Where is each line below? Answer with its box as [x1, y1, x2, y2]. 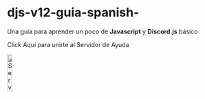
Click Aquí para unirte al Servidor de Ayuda [7, 40, 129, 48]
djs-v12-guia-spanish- [7, 5, 140, 20]
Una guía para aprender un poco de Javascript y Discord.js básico [7, 27, 198, 36]
